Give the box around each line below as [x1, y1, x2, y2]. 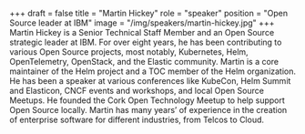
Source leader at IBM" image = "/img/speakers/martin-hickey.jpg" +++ [9, 17, 275, 28]
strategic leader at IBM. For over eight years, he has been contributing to [9, 36, 282, 47]
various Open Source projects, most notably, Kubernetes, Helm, [9, 46, 249, 57]
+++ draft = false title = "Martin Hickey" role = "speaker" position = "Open [9, 8, 289, 18]
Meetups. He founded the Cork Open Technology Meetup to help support [9, 95, 285, 106]
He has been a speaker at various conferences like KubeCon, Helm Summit [9, 76, 291, 86]
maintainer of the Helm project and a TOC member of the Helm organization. [9, 66, 297, 77]
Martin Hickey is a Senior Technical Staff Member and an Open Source [9, 27, 275, 37]
